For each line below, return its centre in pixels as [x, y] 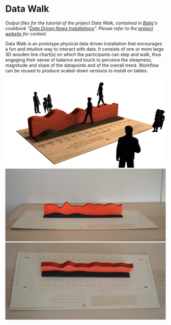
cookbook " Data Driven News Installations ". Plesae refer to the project [79, 28]
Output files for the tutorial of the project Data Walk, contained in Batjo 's [81, 23]
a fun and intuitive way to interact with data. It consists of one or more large [84, 49]
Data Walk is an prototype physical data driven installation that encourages [84, 43]
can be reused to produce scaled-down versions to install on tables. [77, 70]
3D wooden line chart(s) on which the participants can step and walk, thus [83, 54]
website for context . [26, 34]
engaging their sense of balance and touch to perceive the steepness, [79, 60]
